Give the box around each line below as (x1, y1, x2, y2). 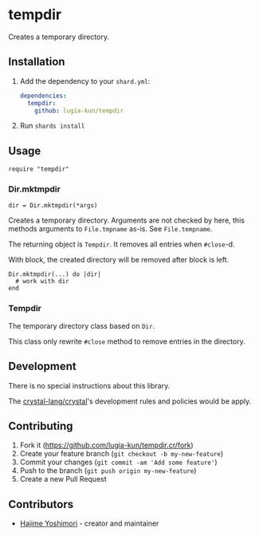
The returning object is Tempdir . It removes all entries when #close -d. (8, 239, 235, 249)
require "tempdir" (8, 165, 69, 173)
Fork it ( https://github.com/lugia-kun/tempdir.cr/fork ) (19, 440, 194, 450)
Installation (8, 55, 65, 69)
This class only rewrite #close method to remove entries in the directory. (8, 337, 245, 346)
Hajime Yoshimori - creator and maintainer (19, 518, 159, 528)
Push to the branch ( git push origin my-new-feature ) (19, 466, 197, 475)
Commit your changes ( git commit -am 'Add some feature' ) (19, 457, 218, 467)
